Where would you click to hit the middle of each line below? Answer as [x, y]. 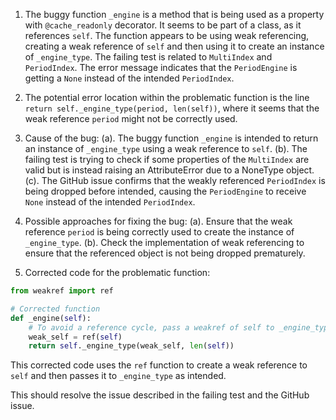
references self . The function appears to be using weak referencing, [167, 35]
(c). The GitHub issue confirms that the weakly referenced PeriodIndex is [175, 180]
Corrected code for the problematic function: [117, 272]
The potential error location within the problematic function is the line [167, 97]
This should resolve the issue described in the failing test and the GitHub [160, 395]
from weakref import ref [62, 291]
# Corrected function [55, 309]
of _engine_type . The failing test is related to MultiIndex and [148, 57]
